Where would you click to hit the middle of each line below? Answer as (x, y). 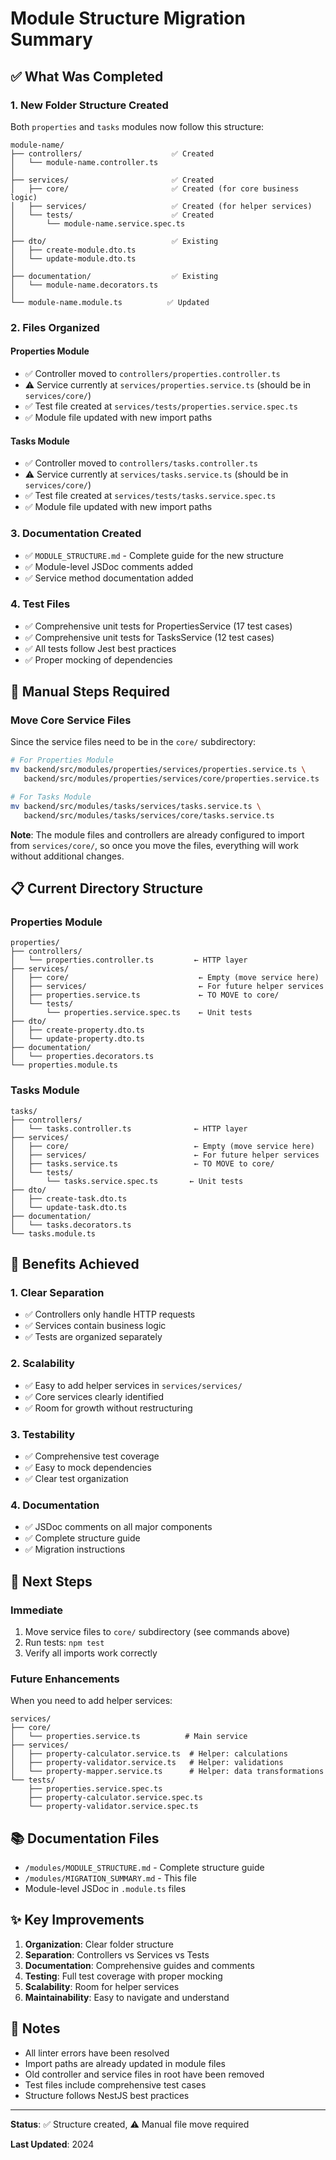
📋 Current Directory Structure (107, 888)
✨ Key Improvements (77, 1920)
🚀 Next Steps (51, 1581)
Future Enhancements (65, 1679)
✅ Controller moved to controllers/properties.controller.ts (152, 373)
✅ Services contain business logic (95, 1326)
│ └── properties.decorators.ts (82, 1057)
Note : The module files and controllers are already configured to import (157, 834)
